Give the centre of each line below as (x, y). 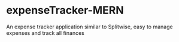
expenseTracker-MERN (65, 10)
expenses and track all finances (45, 33)
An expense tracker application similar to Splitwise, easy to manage (89, 27)
